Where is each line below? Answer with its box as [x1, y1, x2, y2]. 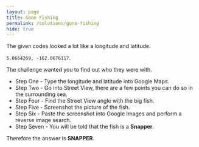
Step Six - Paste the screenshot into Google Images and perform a [15, 110, 182, 117]
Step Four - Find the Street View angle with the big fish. [15, 97, 155, 104]
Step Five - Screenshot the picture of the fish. [15, 104, 130, 111]
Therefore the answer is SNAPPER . [6, 135, 94, 142]
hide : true [6, 26, 34, 32]
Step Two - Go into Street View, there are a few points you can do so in [15, 84, 194, 92]
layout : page [6, 9, 40, 15]
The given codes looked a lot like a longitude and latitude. [6, 43, 151, 50]
